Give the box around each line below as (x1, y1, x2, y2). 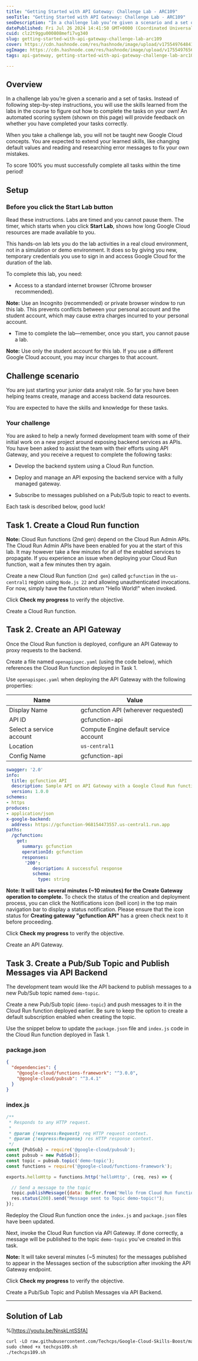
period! (6, 168, 24, 175)
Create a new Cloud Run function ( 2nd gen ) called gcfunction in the (6, 573, 169, 580)
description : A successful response (32, 865, 123, 872)
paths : (6, 827, 22, 833)
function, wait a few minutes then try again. (6, 561, 111, 568)
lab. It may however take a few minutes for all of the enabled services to (6, 548, 181, 555)
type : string (37, 876, 70, 882)
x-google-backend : (6, 816, 51, 822)
